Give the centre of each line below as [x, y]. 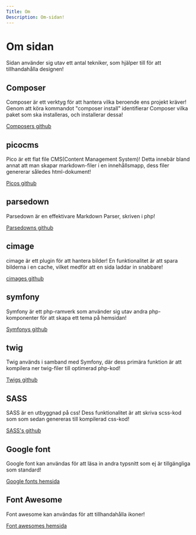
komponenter [23, 317]
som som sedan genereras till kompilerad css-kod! [68, 419]
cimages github [25, 278]
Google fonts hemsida [33, 481]
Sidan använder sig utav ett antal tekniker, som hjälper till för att [84, 63]
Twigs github [22, 380]
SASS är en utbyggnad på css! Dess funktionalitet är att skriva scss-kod [94, 413]
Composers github [29, 126]
